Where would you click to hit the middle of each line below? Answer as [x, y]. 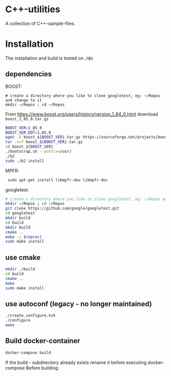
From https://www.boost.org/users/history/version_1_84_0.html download [82, 114]
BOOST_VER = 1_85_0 [24, 128]
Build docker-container [43, 341]
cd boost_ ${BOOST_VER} [29, 147]
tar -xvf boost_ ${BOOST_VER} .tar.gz [44, 142]
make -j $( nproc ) [24, 237]
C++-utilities [33, 9]
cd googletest [20, 213]
